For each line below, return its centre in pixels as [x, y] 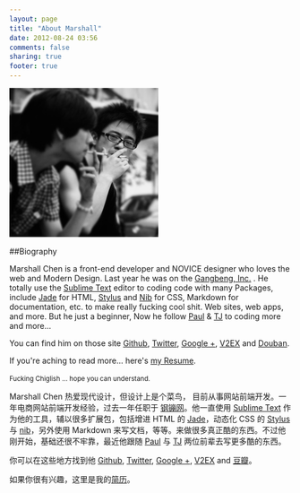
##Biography [33, 251]
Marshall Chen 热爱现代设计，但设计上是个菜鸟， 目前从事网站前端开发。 [144, 396]
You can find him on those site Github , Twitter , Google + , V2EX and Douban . [150, 343]
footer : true [34, 66]
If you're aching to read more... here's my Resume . [103, 360]
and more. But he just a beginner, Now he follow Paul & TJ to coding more [145, 316]
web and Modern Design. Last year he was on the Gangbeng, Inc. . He [139, 278]
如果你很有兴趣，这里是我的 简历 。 [72, 479]
